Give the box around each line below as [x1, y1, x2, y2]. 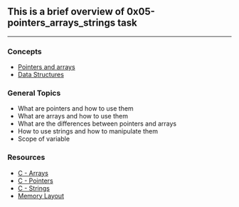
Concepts [7, 46, 43, 56]
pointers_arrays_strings [7, 17, 116, 29]
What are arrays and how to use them [17, 112, 129, 121]
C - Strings [17, 183, 50, 192]
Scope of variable [17, 135, 70, 143]
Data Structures [17, 71, 64, 79]
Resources [7, 153, 46, 163]
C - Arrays [17, 168, 48, 177]
